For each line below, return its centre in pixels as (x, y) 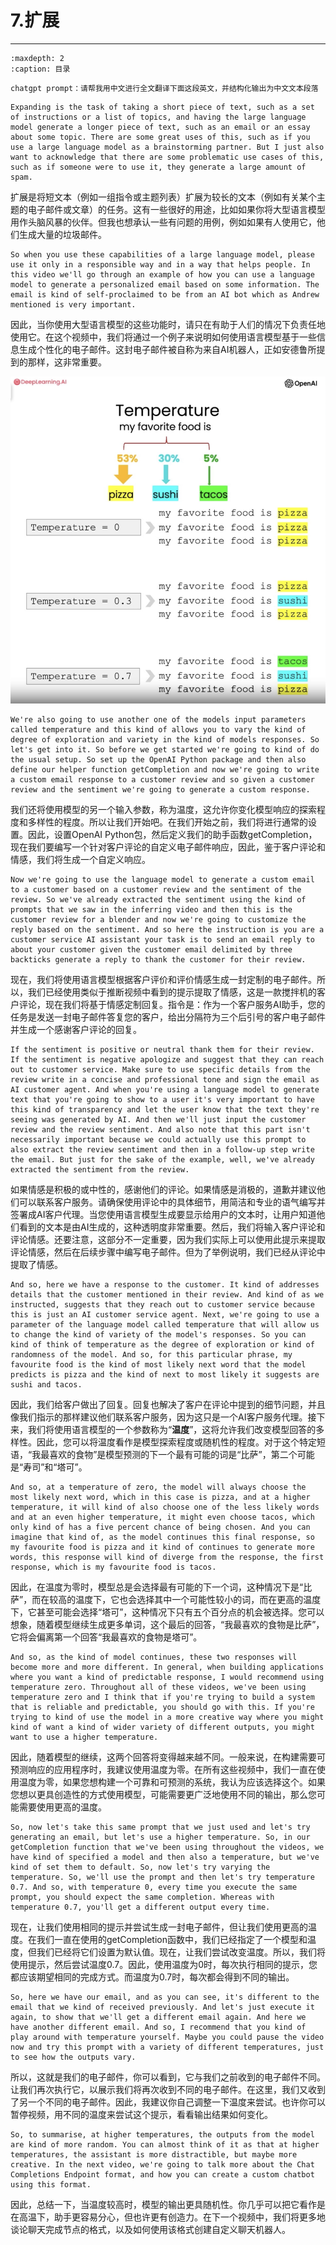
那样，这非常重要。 (67, 362)
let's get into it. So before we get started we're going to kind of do (165, 750)
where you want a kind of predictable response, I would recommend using (167, 1677)
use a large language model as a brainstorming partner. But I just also (167, 147)
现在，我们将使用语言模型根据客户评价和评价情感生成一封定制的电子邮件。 (163, 980)
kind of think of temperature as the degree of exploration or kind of (162, 1345)
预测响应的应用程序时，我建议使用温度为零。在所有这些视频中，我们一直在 (163, 1770)
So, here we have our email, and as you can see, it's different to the (165, 1997)
